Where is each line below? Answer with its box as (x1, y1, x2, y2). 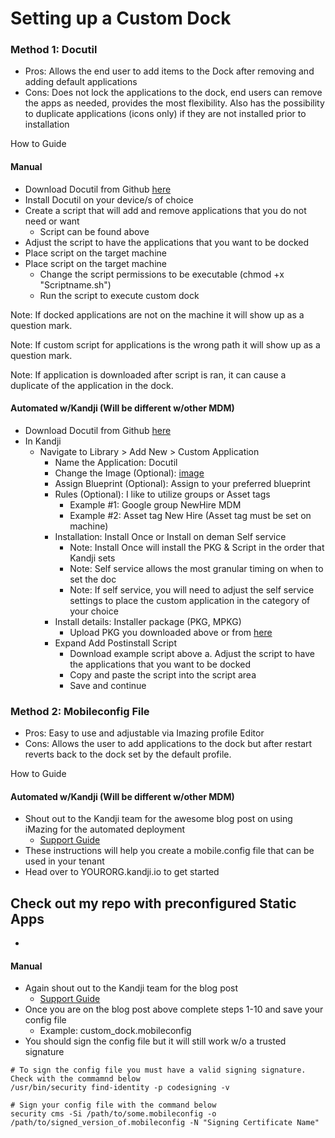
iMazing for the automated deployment (24, 823, 186, 836)
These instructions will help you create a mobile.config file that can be (24, 845, 315, 857)
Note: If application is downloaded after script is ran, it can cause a (10, 368, 287, 381)
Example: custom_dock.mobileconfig (39, 1025, 192, 1037)
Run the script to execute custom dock (39, 289, 200, 301)
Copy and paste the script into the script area (69, 668, 257, 681)
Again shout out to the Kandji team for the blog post (24, 982, 239, 994)
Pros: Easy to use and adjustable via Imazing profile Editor (24, 727, 265, 739)
